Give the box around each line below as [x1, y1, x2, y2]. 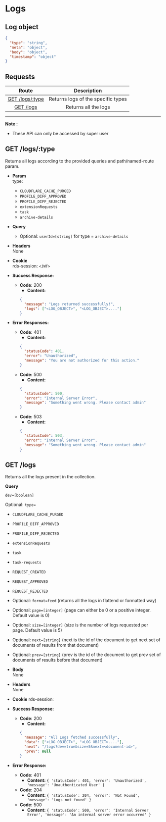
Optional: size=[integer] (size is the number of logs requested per [12, 622, 148, 628]
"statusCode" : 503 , [24, 433, 64, 438]
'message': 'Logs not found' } [27, 797, 91, 802]
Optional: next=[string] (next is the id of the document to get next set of [12, 637, 161, 643]
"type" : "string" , [9, 40, 48, 45]
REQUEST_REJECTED [12, 589, 48, 594]
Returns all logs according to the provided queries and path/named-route [5, 158, 154, 164]
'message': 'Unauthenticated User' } [27, 782, 105, 787]
